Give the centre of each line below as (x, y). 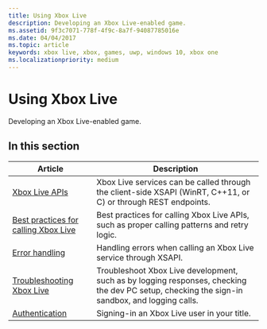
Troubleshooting (43, 281)
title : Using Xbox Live (48, 15)
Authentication (40, 313)
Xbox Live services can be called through (174, 182)
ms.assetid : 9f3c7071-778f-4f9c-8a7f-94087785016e (94, 30)
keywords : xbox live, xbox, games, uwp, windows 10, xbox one (113, 52)
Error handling (39, 253)
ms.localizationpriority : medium (64, 60)
